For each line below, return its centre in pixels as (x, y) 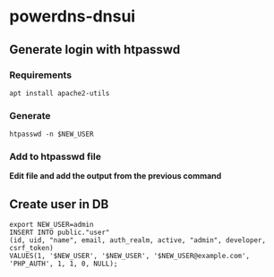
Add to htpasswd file (55, 156)
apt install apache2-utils (60, 93)
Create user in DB (59, 204)
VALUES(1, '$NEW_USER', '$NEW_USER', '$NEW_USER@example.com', (130, 256)
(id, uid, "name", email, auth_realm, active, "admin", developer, (138, 240)
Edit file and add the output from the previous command (116, 176)
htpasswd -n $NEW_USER (51, 134)
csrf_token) (31, 248)
